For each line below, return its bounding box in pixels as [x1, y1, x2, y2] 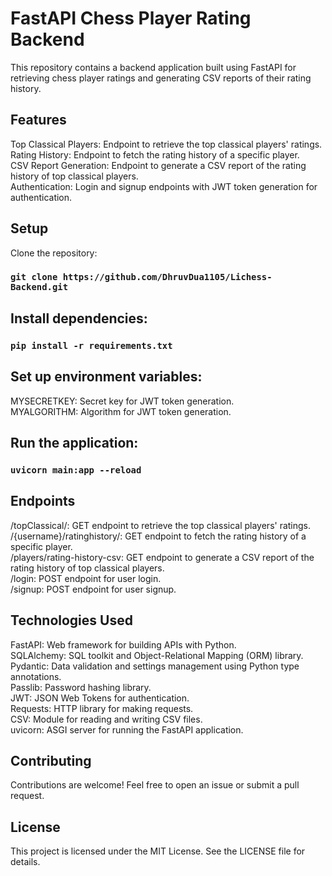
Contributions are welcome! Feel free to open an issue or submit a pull [10, 779, 300, 791]
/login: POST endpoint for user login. [10, 572, 162, 584]
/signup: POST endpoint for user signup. [10, 583, 177, 595]
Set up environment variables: [10, 368, 203, 386]
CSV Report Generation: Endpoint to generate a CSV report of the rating [10, 159, 307, 171]
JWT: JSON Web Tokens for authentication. [10, 692, 190, 704]
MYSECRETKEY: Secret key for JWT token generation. [10, 395, 235, 407]
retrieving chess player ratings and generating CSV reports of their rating [10, 72, 312, 84]
